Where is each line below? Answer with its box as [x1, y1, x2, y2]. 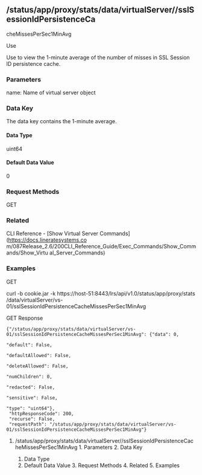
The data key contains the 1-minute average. [6, 118, 117, 125]
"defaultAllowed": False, [6, 352, 71, 358]
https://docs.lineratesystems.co [8, 236, 87, 244]
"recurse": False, [8, 416, 55, 422]
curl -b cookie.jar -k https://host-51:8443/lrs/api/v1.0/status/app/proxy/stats [6, 289, 195, 297]
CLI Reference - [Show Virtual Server [6, 230, 98, 237]
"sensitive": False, [6, 395, 58, 401]
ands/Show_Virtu [6, 249, 48, 256]
